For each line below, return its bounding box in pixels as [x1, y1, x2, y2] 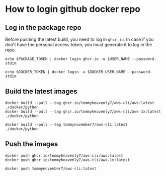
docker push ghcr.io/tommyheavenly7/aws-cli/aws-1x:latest [5, 157, 130, 162]
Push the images [5, 140, 58, 148]
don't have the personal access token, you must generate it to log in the [5, 42, 153, 48]
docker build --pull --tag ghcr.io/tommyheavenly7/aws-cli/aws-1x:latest [5, 109, 162, 114]
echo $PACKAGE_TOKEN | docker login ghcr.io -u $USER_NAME [5, 57, 130, 61]
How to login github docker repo [5, 3, 141, 15]
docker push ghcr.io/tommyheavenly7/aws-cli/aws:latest [5, 153, 123, 158]
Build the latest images [5, 87, 78, 96]
